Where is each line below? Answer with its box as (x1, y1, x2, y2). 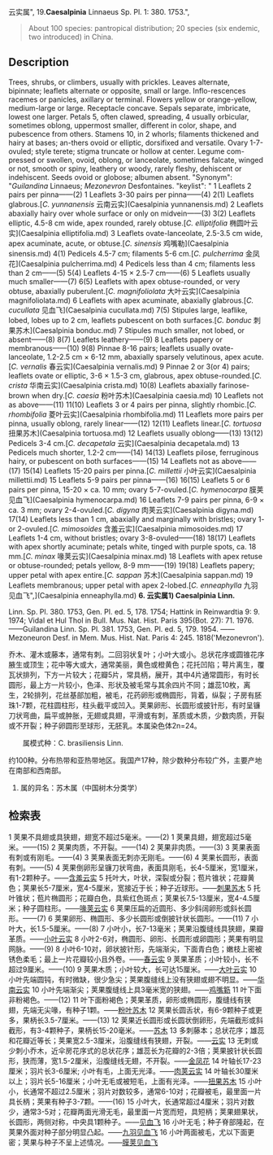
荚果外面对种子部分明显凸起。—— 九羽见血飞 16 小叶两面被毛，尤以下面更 (8, 1127, 255, 1137)
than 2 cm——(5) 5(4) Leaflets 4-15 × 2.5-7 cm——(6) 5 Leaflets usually (8, 268, 250, 278)
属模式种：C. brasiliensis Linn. (23, 737, 123, 747)
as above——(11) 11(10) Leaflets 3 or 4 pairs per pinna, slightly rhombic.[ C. (8, 400, 258, 409)
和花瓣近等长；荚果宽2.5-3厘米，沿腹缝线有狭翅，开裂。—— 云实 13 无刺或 (8, 1035, 258, 1045)
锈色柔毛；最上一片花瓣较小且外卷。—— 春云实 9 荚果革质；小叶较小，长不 (8, 954, 259, 964)
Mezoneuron (8, 632, 51, 642)
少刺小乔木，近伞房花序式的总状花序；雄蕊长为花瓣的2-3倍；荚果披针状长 (8, 1045, 256, 1056)
